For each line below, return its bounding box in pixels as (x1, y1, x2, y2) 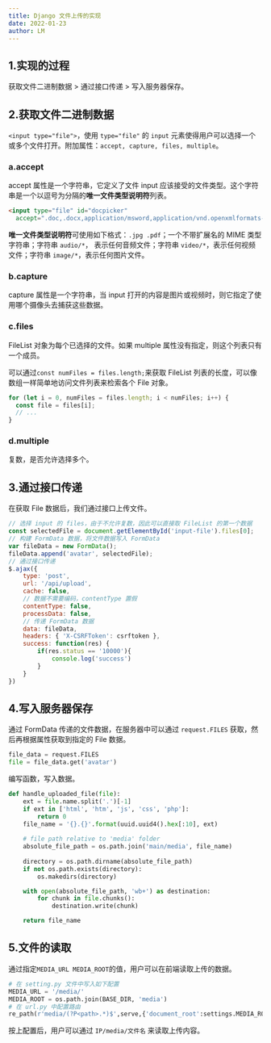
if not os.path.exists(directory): (23, 865, 143, 873)
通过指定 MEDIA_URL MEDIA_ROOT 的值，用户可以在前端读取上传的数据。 (8, 964, 236, 974)
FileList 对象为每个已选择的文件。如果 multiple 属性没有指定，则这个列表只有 (8, 340, 262, 350)
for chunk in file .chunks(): (37, 894, 135, 903)
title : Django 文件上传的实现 (8, 11, 102, 20)
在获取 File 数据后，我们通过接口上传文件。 (8, 504, 152, 513)
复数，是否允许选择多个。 (8, 454, 94, 464)
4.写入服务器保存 (8, 702, 94, 715)
